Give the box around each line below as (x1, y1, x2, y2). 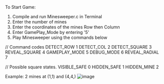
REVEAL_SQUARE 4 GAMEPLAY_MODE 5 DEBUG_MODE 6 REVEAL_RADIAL (5, 49, 159, 55)
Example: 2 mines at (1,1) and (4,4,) (5, 74, 76, 79)
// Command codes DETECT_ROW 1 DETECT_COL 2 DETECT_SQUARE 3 (5, 44, 152, 50)
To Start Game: (5, 4, 36, 10)
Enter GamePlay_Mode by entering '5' (12, 29, 89, 35)
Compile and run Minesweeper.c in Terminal (12, 14, 102, 19)
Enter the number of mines (12, 19, 67, 25)
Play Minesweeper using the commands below (12, 34, 108, 40)
